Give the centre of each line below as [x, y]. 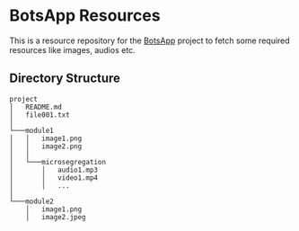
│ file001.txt [40, 115]
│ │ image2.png [46, 146]
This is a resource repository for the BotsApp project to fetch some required [149, 40]
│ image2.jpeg [56, 217]
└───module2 [31, 201]
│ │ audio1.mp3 [54, 170]
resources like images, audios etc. [73, 49]
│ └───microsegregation [57, 162]
